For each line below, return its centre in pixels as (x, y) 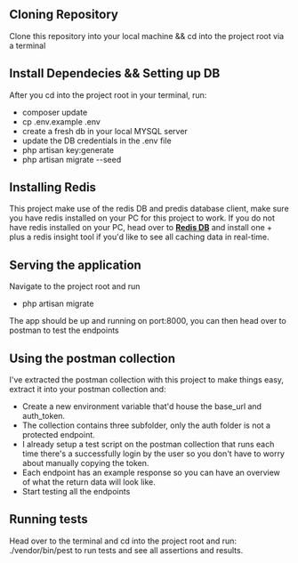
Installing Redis (52, 187)
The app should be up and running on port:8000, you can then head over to (148, 321)
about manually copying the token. (85, 463)
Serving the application (76, 265)
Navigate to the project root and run (75, 286)
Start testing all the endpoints (76, 492)
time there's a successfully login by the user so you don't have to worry (153, 454)
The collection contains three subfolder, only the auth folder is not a (146, 425)
